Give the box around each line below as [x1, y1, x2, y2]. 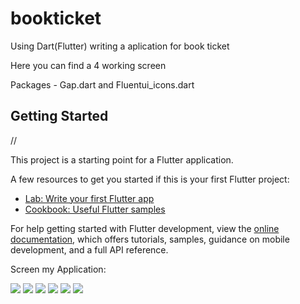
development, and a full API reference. [10, 243, 169, 256]
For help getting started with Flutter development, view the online [10, 222, 280, 234]
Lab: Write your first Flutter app [24, 192, 155, 204]
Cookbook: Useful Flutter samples [24, 203, 166, 215]
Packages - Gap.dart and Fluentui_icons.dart [10, 78, 195, 91]
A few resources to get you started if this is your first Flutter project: [10, 173, 290, 185]
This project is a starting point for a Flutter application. [10, 153, 234, 166]
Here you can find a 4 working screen [10, 59, 167, 71]
